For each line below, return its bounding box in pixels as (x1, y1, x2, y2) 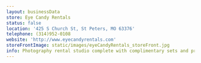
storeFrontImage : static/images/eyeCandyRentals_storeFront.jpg (6, 43, 170, 49)
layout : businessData (6, 8, 60, 15)
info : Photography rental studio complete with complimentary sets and (6, 48, 188, 54)
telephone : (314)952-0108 (6, 31, 71, 37)
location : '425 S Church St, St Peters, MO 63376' (6, 25, 135, 32)
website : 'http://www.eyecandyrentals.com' (6, 37, 117, 43)
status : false (6, 20, 42, 26)
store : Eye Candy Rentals (6, 14, 71, 20)
